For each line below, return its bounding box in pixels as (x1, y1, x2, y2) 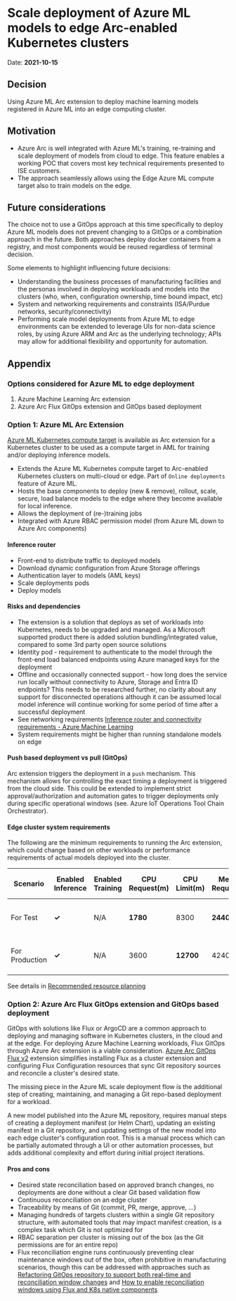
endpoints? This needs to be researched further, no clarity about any (17, 685, 217, 693)
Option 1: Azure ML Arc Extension (7, 420, 124, 429)
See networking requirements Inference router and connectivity (17, 715, 202, 723)
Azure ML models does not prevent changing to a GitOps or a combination (7, 227, 223, 237)
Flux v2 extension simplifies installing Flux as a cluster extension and (7, 1054, 206, 1062)
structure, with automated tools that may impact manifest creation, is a (17, 1218, 222, 1226)
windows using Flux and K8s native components (17, 1285, 158, 1293)
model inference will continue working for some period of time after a (17, 700, 218, 708)
